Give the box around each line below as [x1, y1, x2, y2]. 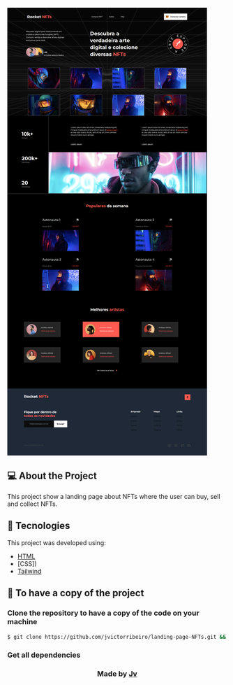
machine [7, 616, 38, 626]
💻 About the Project [7, 470, 98, 482]
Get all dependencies [7, 650, 81, 660]
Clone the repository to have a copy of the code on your [7, 608, 200, 618]
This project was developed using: [7, 538, 106, 546]
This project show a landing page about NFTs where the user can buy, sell [7, 492, 221, 500]
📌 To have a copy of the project [7, 587, 144, 599]
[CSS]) [17, 559, 37, 567]
